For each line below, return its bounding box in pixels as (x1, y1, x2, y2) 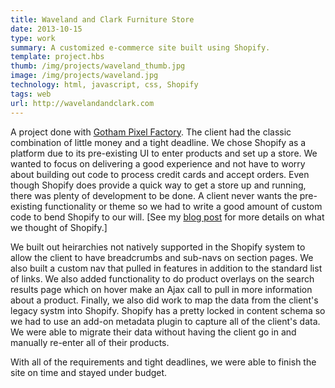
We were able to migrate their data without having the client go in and (10, 326, 297, 338)
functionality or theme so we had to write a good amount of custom (44, 200, 323, 212)
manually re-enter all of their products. (10, 336, 170, 348)
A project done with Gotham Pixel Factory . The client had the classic (10, 126, 292, 138)
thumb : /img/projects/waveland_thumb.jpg (10, 61, 186, 71)
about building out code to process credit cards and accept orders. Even (10, 168, 310, 180)
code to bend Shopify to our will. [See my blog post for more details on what (10, 211, 325, 223)
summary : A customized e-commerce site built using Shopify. (10, 42, 271, 53)
